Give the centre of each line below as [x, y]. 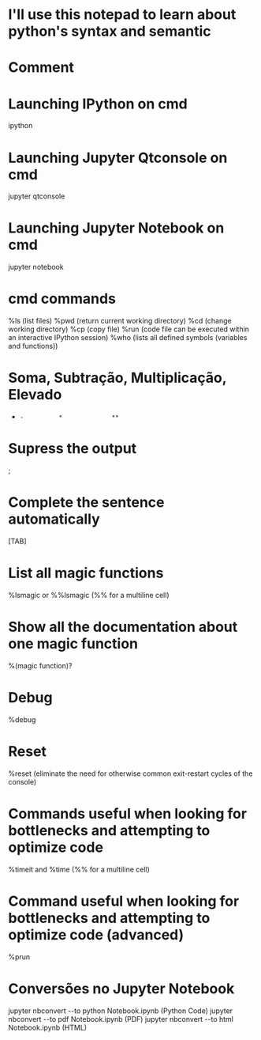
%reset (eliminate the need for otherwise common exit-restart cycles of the [130, 773]
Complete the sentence [86, 503]
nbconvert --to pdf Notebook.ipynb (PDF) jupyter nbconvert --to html [121, 1019]
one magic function [73, 644]
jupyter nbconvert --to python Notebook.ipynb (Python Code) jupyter [121, 1011]
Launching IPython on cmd [98, 104]
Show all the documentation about [123, 627]
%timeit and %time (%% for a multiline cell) [79, 869]
